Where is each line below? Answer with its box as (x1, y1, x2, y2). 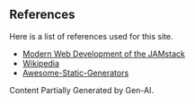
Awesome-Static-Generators (22, 67, 129, 78)
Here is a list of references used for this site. (9, 30, 173, 41)
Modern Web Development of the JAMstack (22, 48, 186, 59)
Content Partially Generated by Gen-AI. (9, 84, 155, 95)
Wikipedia (22, 57, 60, 68)
